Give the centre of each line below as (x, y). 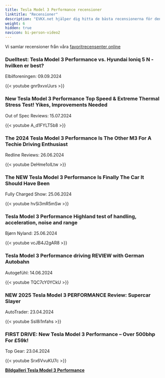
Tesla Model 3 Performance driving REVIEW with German (75, 256)
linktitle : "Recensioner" (31, 14)
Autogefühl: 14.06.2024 (29, 272)
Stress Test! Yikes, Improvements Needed (56, 105)
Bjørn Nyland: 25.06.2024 (31, 233)
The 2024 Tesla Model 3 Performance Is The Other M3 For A (78, 138)
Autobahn (17, 262)
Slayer (13, 301)
